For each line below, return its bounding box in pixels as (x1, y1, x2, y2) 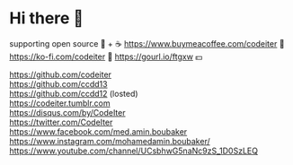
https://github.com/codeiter (9, 69, 112, 80)
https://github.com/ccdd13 (9, 78, 108, 89)
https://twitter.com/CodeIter (9, 117, 113, 127)
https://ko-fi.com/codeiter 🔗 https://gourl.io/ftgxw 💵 (9, 51, 203, 62)
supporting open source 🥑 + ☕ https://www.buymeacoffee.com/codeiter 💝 (9, 38, 285, 48)
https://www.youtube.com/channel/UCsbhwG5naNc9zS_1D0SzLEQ (9, 145, 259, 156)
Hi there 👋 (9, 8, 84, 29)
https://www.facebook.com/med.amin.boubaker (9, 126, 188, 137)
